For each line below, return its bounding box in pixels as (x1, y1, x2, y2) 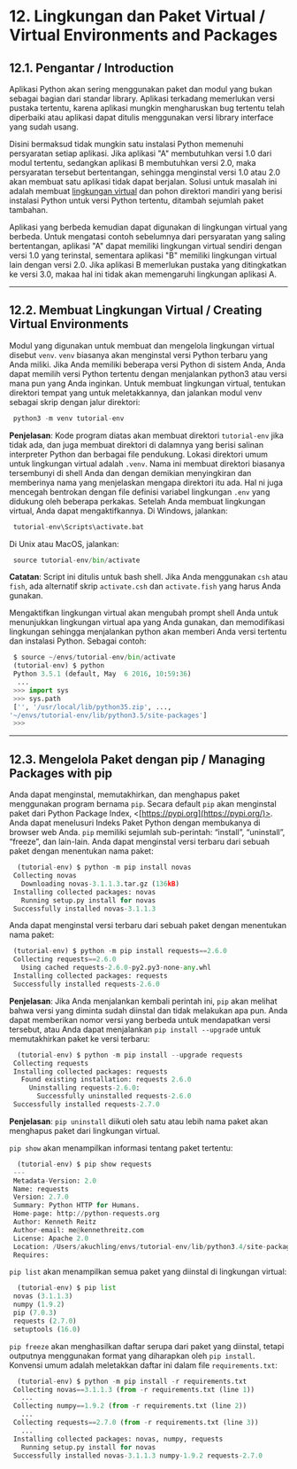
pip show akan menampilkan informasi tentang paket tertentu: (9, 1142, 233, 1153)
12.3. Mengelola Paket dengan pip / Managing (9, 752, 265, 767)
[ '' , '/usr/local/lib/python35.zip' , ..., (12, 702, 172, 711)
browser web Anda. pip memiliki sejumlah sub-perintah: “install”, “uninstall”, (9, 827, 286, 838)
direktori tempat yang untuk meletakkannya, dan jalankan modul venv (9, 387, 263, 398)
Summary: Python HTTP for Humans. (12, 1201, 141, 1210)
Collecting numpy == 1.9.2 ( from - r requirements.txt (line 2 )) (12, 1402, 247, 1410)
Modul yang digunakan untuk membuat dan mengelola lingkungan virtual (9, 340, 275, 351)
